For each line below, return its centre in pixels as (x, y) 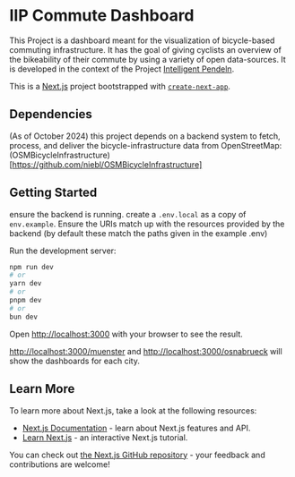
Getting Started (53, 193)
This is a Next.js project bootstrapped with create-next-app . (120, 86)
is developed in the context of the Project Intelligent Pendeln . (122, 69)
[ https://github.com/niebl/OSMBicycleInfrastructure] (106, 164)
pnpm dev (26, 301)
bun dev (24, 317)
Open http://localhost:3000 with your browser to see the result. (126, 334)
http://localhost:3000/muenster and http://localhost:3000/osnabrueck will (146, 351)
